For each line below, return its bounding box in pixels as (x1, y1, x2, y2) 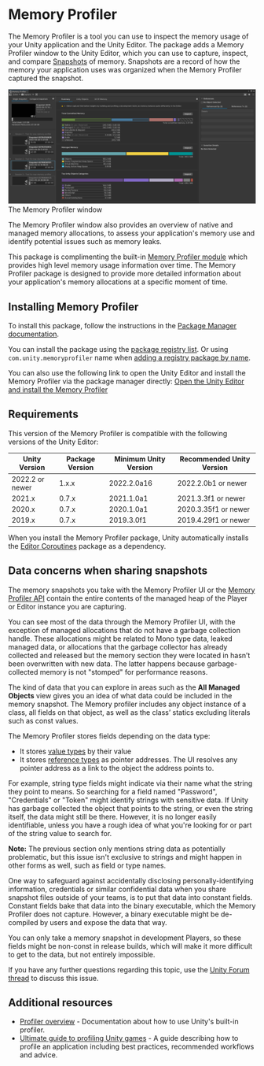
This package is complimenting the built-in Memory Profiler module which (8, 252, 248, 261)
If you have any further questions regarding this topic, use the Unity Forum (8, 964, 250, 974)
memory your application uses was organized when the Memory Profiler (8, 65, 242, 74)
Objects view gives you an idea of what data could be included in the (8, 690, 233, 700)
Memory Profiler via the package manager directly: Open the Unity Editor (8, 376, 245, 387)
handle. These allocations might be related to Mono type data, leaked (8, 634, 233, 643)
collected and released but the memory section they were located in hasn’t (8, 650, 251, 660)
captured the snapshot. (8, 73, 84, 83)
